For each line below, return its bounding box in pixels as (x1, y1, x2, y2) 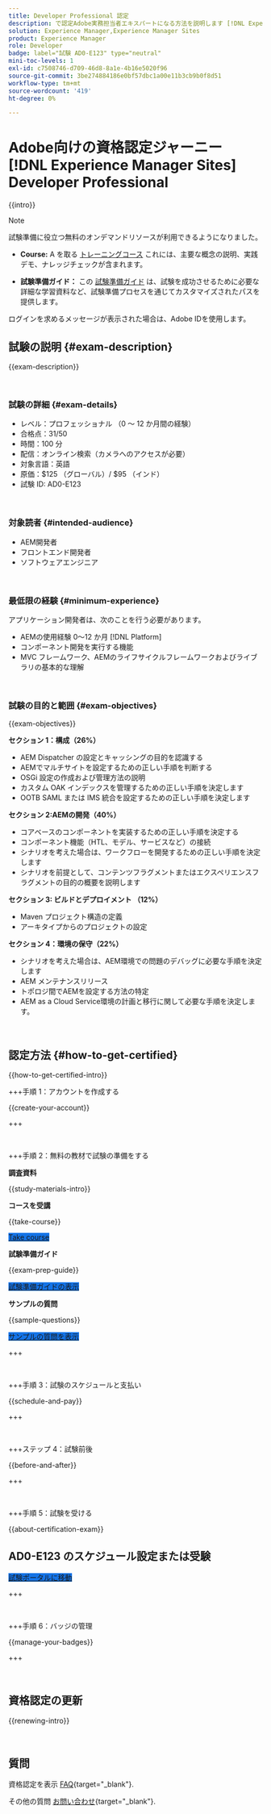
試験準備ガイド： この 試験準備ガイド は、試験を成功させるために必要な (19, 277, 260, 286)
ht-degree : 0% (8, 94, 56, 102)
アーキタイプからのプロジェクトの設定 (19, 922, 148, 932)
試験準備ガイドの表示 (8, 1282, 79, 1291)
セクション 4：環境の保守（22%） (8, 939, 123, 949)
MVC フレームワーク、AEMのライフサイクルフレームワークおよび (19, 652, 236, 661)
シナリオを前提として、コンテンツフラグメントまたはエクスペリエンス (19, 868, 252, 878)
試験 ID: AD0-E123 (19, 479, 81, 489)
